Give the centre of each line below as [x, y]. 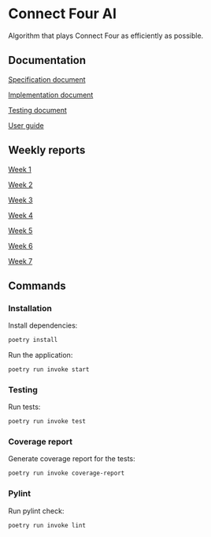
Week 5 [20, 231]
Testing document [37, 110]
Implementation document [51, 95]
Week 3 [20, 200]
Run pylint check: [36, 511]
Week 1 [20, 169]
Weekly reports [47, 150]
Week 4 [21, 215]
